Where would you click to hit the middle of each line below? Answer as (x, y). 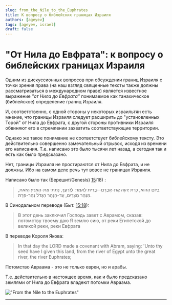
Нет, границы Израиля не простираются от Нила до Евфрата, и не (78, 165)
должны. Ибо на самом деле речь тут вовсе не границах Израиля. (79, 170)
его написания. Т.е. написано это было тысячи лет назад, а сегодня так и (86, 149)
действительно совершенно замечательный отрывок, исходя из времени (86, 143)
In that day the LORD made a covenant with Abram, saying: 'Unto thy (90, 246)
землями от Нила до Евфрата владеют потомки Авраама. (68, 282)
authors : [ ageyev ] (25, 20)
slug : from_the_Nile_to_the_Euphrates (47, 10)
